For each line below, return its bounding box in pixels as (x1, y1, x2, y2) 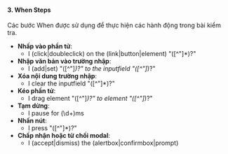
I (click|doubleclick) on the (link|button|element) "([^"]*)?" (27, 50, 196, 58)
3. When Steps (7, 6, 51, 14)
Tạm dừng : (17, 101, 51, 110)
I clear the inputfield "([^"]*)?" (27, 79, 116, 87)
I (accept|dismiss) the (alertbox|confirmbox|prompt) (27, 139, 179, 147)
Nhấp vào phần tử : (17, 42, 72, 50)
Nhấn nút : (17, 116, 47, 125)
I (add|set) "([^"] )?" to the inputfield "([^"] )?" (27, 64, 156, 73)
